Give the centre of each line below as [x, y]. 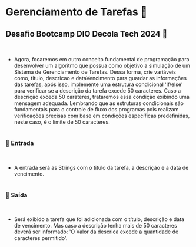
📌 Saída [16, 195]
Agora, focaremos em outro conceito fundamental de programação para [102, 59]
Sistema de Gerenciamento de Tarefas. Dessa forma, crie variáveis [95, 72]
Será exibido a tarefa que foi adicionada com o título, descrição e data [99, 219]
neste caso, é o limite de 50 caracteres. [62, 122]
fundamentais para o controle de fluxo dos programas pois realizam [96, 109]
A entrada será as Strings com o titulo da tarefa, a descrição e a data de [101, 167]
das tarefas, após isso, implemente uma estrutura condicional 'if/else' [98, 84]
